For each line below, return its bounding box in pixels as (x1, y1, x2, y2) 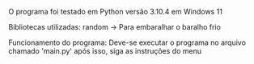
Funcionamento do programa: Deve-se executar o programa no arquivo (8, 38, 247, 47)
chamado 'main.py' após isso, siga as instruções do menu (8, 46, 202, 55)
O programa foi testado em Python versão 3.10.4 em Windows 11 (8, 7, 222, 16)
